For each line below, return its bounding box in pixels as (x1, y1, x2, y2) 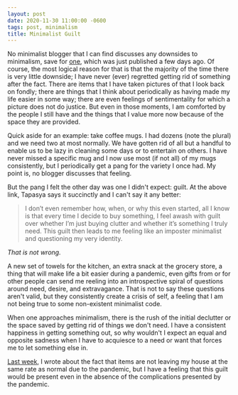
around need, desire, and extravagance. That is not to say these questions (7, 285, 225, 293)
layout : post (7, 10, 46, 18)
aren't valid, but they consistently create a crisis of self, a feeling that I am (7, 292, 224, 301)
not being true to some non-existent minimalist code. (7, 300, 162, 308)
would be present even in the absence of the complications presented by (7, 372, 222, 381)
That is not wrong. (7, 248, 62, 256)
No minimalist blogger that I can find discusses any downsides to (7, 50, 198, 58)
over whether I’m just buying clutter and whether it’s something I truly (24, 220, 228, 228)
